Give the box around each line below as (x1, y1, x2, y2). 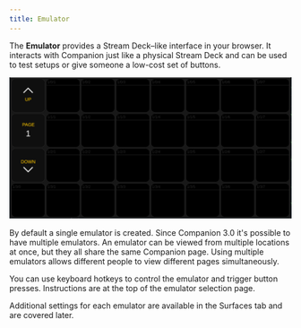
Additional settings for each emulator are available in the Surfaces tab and (9, 300, 283, 311)
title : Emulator (9, 14, 70, 23)
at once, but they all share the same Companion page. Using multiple (9, 246, 264, 257)
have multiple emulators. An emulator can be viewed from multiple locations (9, 237, 289, 247)
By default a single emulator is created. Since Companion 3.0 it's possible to (9, 227, 291, 237)
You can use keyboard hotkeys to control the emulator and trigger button (9, 273, 279, 284)
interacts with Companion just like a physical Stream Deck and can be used (9, 49, 288, 60)
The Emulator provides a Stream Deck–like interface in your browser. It (9, 40, 271, 51)
